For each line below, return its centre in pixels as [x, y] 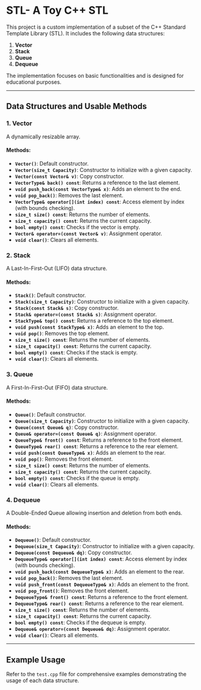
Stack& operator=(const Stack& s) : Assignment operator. [86, 314]
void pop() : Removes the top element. [62, 333]
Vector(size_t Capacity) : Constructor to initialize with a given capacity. [103, 170]
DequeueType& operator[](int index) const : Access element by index [101, 559]
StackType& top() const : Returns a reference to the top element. [94, 321]
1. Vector [19, 123]
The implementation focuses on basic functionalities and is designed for [95, 75]
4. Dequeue [23, 500]
